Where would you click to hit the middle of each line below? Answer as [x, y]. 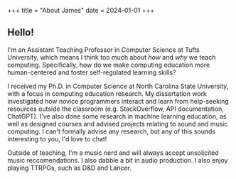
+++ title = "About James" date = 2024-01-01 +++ [81, 10]
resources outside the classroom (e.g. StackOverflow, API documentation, [116, 109]
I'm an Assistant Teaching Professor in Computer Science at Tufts [104, 50]
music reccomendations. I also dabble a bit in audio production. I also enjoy [118, 160]
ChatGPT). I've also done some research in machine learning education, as [117, 116]
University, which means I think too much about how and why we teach [112, 57]
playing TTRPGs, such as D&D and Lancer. [70, 168]
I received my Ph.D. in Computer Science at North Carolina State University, [118, 86]
